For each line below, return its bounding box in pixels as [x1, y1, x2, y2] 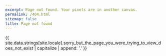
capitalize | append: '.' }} [36, 45, 87, 51]
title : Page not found [5, 21, 52, 26]
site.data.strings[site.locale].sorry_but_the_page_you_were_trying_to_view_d [5, 40, 161, 46]
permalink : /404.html [5, 12, 50, 17]
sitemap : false [5, 16, 37, 21]
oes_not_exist [5, 45, 33, 51]
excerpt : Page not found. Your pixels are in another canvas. [5, 7, 137, 12]
